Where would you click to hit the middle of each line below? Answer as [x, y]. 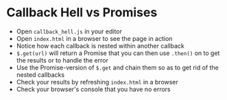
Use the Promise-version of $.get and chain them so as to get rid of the [117, 67]
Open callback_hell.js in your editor [69, 31]
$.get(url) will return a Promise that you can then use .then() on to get [118, 53]
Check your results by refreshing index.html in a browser [97, 82]
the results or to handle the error [62, 60]
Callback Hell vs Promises [82, 13]
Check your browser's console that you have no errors [93, 89]
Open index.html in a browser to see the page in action [94, 38]
